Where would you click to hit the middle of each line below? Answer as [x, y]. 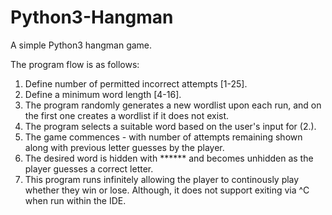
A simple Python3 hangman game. [81, 45]
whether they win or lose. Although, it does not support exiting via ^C [167, 190]
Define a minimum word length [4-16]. [103, 94]
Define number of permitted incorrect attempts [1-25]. [136, 83]
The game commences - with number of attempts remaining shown [163, 137]
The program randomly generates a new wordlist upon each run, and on [173, 105]
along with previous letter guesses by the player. [124, 147]
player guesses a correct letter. [89, 168]
